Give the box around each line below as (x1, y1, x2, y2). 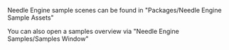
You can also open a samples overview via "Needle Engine (7, 27, 179, 35)
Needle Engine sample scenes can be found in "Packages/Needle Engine (7, 6, 222, 14)
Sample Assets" (7, 13, 55, 22)
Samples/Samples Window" (7, 35, 89, 43)
